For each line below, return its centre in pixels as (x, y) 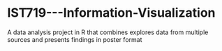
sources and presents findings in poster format (75, 39)
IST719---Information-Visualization (111, 13)
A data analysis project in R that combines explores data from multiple (108, 32)
